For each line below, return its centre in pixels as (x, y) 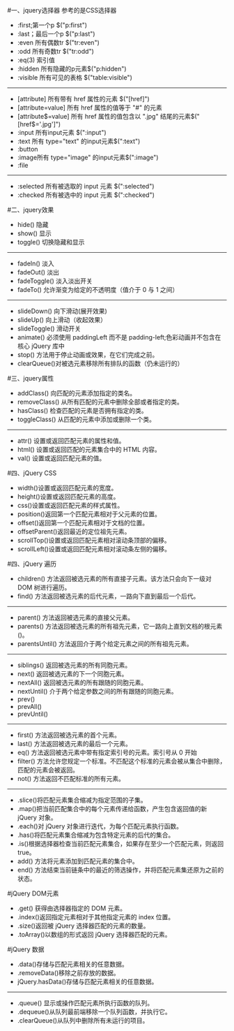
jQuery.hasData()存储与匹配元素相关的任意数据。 (87, 981)
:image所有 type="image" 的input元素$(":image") (88, 157)
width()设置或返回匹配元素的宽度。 (67, 488)
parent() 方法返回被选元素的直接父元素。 (76, 617)
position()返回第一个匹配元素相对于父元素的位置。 (89, 514)
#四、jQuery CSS (32, 473)
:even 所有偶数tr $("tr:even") (58, 43)
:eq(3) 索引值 (36, 60)
